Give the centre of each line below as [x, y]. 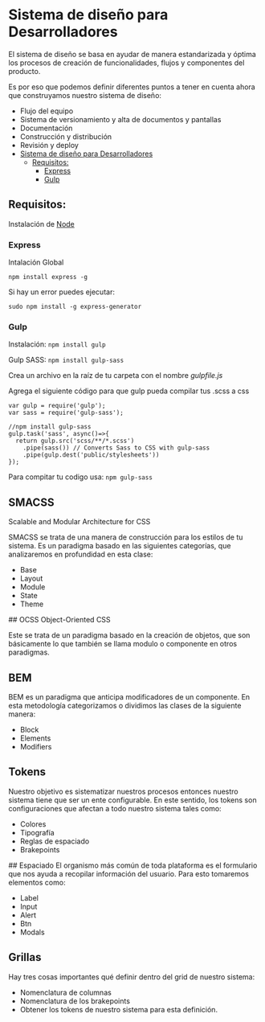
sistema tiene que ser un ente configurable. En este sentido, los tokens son [132, 800]
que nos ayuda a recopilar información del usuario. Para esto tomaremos [128, 873]
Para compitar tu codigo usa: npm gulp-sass [80, 477]
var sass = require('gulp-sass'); [66, 413]
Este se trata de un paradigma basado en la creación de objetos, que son [129, 635]
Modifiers [36, 746]
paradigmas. [29, 652]
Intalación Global [36, 262]
